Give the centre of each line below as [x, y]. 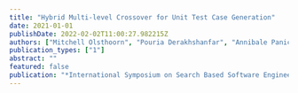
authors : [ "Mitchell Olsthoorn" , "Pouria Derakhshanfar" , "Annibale [138, 42]
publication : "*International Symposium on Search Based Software [134, 75]
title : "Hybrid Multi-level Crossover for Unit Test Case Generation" [142, 17]
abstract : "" [33, 58]
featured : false [39, 67]
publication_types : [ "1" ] [57, 50]
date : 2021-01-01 [41, 26]
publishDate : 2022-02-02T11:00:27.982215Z [89, 34]
